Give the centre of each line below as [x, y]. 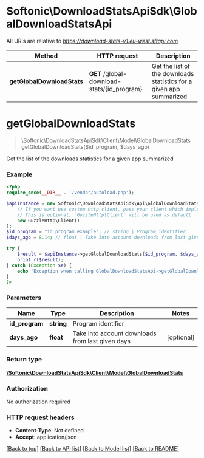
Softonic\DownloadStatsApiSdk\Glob [102, 11]
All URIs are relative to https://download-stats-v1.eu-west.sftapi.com [92, 41]
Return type [24, 360]
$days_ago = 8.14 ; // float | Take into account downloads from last [96, 238]
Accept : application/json [46, 437]
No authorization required [39, 402]
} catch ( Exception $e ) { [39, 265]
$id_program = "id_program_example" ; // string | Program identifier [96, 232]
